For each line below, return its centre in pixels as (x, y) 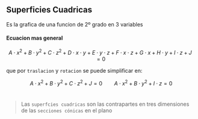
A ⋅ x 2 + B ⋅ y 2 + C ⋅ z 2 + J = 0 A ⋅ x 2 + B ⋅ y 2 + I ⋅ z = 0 (101, 82)
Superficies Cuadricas (49, 10)
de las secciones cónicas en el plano (67, 111)
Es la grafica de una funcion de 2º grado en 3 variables (75, 24)
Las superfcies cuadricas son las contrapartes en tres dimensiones (105, 104)
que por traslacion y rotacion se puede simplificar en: (74, 70)
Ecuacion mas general (35, 38)
